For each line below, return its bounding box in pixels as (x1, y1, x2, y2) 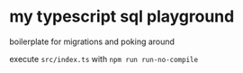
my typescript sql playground (9, 6, 235, 27)
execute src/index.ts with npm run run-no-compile (9, 53, 199, 64)
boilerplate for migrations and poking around (9, 36, 175, 47)
